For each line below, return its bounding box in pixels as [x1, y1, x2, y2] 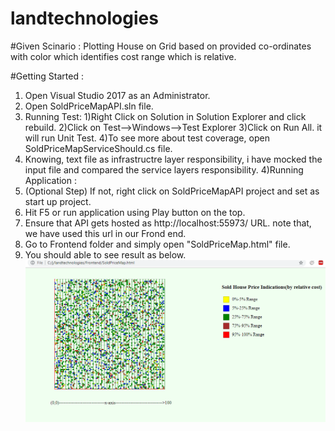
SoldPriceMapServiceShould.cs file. [24, 142, 173, 154]
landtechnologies [10, 7, 159, 30]
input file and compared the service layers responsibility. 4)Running [24, 163, 304, 176]
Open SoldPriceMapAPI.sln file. [24, 100, 154, 112]
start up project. [24, 195, 92, 207]
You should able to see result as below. [24, 248, 187, 261]
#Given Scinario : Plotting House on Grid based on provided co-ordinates [10, 40, 312, 52]
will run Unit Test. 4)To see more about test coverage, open [24, 132, 270, 144]
